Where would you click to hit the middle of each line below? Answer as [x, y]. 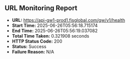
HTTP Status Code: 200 [37, 41]
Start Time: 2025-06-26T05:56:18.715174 [55, 25]
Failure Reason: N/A [33, 52]
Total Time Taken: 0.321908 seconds [50, 36]
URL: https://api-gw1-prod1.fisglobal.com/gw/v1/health [68, 20]
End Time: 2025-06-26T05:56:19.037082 [55, 30]
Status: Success [29, 46]
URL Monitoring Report [41, 8]
